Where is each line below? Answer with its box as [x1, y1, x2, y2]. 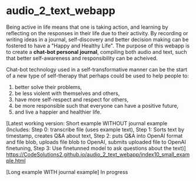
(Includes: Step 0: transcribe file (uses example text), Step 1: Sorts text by [6, 126, 184, 133]
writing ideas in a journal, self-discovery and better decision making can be [6, 36, 189, 43]
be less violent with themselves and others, [14, 90, 120, 97]
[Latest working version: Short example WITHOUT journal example [6, 119, 168, 127]
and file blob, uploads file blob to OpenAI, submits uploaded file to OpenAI [6, 138, 187, 145]
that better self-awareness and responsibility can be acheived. [6, 54, 158, 62]
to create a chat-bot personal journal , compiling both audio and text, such [6, 48, 187, 55]
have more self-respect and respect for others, [14, 95, 129, 103]
